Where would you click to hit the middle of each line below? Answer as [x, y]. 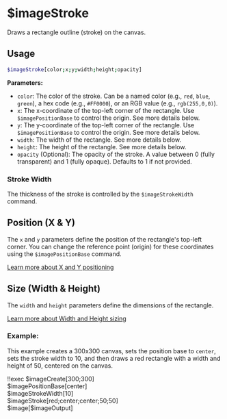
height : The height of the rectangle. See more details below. [102, 147]
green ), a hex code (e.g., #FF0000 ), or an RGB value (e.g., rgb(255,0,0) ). [117, 103]
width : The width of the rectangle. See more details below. [99, 140]
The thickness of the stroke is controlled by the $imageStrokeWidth [100, 194]
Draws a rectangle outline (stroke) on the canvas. [76, 32]
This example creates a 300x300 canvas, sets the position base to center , [112, 351]
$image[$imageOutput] [40, 408]
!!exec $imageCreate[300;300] [51, 379]
